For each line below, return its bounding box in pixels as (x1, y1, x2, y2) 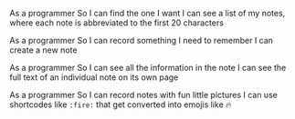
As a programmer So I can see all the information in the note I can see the (9, 63, 287, 73)
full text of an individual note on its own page (9, 72, 179, 83)
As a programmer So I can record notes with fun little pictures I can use (9, 90, 279, 100)
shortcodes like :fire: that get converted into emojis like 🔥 (9, 99, 232, 110)
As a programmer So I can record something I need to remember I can (9, 35, 274, 45)
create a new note (9, 45, 78, 55)
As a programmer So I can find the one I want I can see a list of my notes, (9, 8, 286, 18)
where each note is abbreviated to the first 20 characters (9, 17, 224, 28)
